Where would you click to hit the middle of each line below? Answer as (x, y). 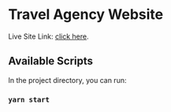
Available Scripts (50, 61)
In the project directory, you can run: (67, 80)
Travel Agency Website (86, 15)
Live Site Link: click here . (48, 36)
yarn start (29, 99)
